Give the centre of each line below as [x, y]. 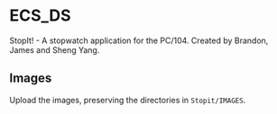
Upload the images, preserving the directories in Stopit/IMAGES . [128, 100]
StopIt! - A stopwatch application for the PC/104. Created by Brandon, [139, 40]
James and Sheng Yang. [55, 49]
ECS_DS [40, 16]
